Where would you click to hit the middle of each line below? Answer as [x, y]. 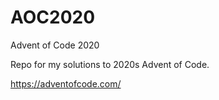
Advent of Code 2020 [55, 45]
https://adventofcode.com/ [66, 83]
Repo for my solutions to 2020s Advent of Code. [110, 64]
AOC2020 [53, 17]
